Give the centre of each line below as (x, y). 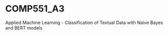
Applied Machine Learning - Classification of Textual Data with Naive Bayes (84, 22)
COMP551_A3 (35, 9)
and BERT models (24, 27)
